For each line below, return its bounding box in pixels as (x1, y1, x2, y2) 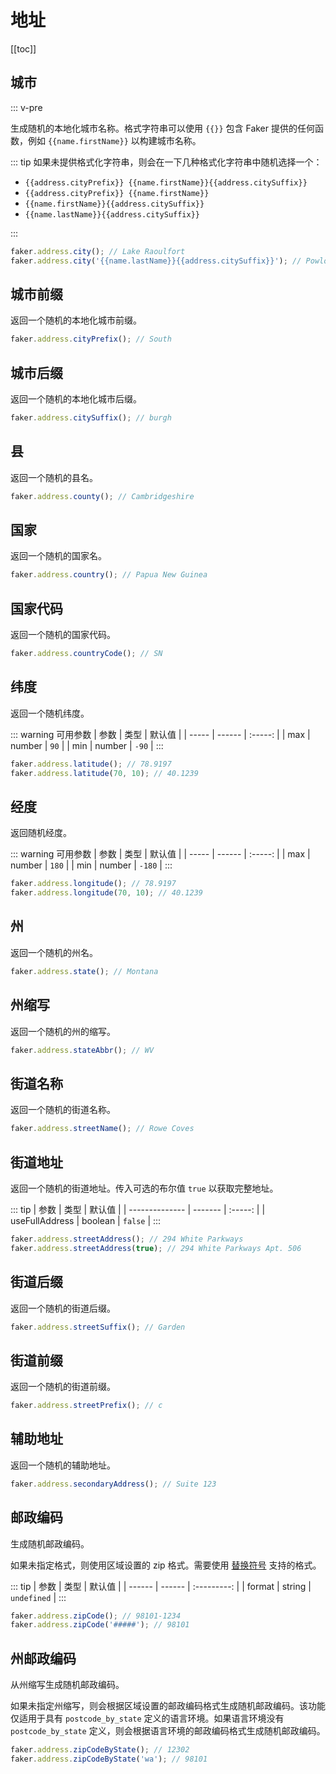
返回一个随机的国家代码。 (10, 629, 116, 641)
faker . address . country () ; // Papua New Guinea (10, 570, 208, 580)
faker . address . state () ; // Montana (10, 966, 159, 976)
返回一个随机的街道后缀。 (10, 1302, 116, 1314)
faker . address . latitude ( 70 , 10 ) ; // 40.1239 (10, 768, 199, 778)
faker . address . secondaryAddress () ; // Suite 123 (10, 1479, 217, 1489)
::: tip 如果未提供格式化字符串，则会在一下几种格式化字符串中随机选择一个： (10, 156, 323, 168)
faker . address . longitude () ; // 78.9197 (10, 879, 177, 889)
